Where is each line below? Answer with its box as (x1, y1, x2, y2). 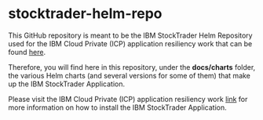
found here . (8, 47, 46, 56)
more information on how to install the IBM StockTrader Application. (8, 103, 228, 112)
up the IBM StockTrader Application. (8, 79, 126, 89)
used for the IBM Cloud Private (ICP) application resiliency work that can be (8, 38, 253, 48)
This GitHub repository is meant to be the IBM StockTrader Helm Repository (8, 31, 253, 40)
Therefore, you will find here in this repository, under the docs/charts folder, (8, 62, 256, 71)
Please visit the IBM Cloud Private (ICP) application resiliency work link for (8, 94, 248, 104)
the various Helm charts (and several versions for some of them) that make (8, 71, 251, 80)
